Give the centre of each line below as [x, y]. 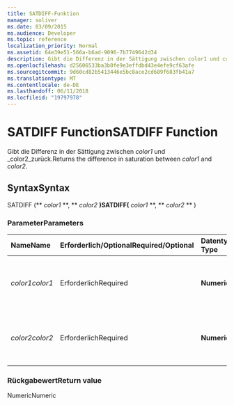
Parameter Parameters [45, 223]
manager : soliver [32, 20]
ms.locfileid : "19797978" [45, 98]
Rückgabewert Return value [55, 380]
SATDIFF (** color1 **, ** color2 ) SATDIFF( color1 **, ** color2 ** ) [102, 205]
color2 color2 [32, 338]
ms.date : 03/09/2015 [37, 26]
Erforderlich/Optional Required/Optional [127, 246]
